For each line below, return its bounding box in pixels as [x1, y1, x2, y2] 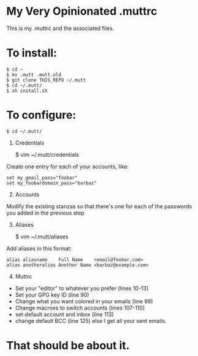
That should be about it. [6, 339, 130, 352]
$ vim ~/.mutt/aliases [15, 233, 69, 240]
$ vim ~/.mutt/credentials [15, 151, 79, 158]
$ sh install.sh [6, 88, 48, 94]
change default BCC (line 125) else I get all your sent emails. [15, 317, 167, 324]
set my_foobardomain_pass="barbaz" [6, 180, 97, 186]
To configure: [6, 108, 76, 122]
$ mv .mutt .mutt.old [6, 72, 62, 78]
